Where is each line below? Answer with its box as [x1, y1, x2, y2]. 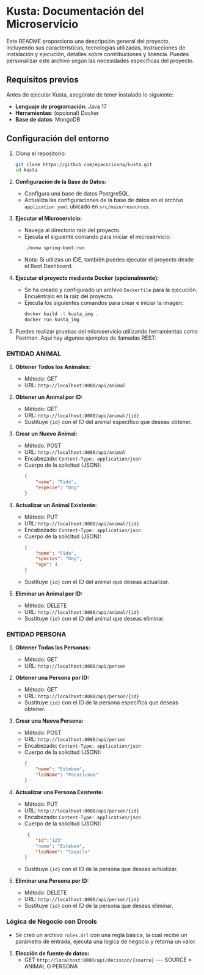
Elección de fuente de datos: [15, 949, 90, 957]
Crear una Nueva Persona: [15, 717, 84, 725]
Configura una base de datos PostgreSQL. [24, 190, 131, 197]
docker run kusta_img [24, 316, 79, 323]
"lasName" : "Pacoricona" [35, 772, 99, 778]
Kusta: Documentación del [6, 4, 144, 18]
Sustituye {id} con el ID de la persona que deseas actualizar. [24, 866, 178, 873]
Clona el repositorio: [15, 150, 67, 157]
